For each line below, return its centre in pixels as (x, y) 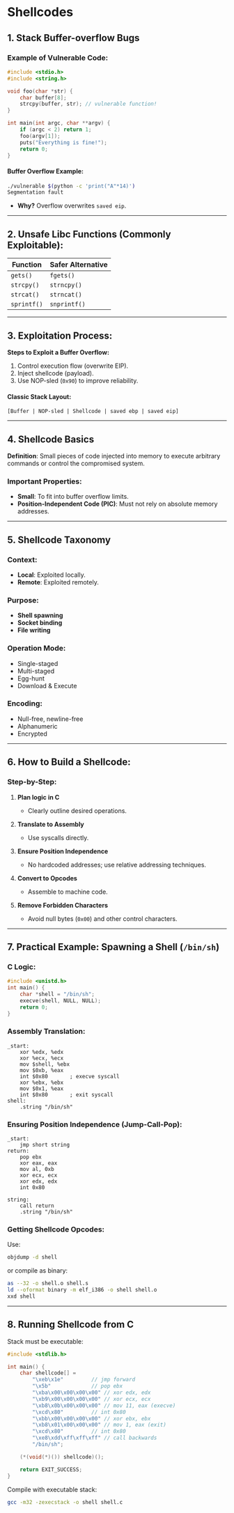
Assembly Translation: (46, 1032)
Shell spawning (40, 615)
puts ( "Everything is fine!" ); (64, 142)
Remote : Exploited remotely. (58, 582)
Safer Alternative (79, 265)
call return (37, 1206)
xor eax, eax (39, 1163)
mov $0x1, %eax (42, 1088)
